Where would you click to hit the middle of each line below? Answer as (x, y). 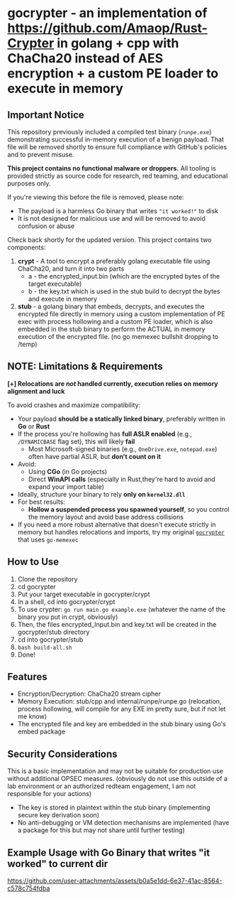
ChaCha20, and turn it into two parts (71, 269)
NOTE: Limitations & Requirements (85, 366)
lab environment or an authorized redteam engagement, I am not (102, 786)
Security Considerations (63, 754)
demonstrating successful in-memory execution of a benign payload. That (116, 139)
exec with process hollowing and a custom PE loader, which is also (115, 322)
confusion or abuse (46, 226)
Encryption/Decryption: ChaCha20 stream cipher (89, 694)
